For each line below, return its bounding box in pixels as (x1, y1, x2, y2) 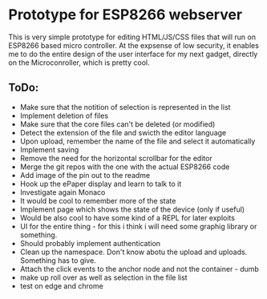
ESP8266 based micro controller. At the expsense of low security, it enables (8, 40, 259, 50)
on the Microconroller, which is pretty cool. (8, 58, 150, 67)
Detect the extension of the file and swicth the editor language (19, 127, 227, 137)
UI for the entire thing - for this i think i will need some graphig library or (19, 221, 257, 231)
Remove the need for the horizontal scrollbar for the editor (19, 153, 212, 163)
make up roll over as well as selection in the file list (19, 273, 188, 282)
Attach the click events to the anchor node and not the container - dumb (19, 264, 259, 273)
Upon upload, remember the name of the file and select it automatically (19, 136, 256, 146)
